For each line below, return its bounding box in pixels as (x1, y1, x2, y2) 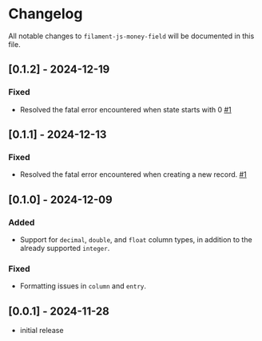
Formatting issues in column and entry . (19, 281, 146, 291)
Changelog (8, 5, 83, 23)
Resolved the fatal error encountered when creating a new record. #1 (19, 170, 248, 179)
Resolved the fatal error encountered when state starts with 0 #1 (19, 104, 232, 114)
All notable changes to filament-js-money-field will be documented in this (8, 31, 255, 41)
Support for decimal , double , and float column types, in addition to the (19, 235, 253, 244)
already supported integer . (19, 244, 110, 253)
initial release (19, 326, 64, 335)
